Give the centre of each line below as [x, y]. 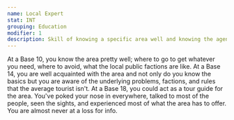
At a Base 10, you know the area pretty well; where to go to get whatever [111, 59]
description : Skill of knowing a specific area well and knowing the [110, 40]
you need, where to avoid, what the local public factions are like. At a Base [114, 67]
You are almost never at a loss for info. [62, 111]
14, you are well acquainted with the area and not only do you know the [109, 74]
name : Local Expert [36, 14]
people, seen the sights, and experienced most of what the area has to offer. [117, 103]
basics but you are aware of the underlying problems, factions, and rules [111, 81]
